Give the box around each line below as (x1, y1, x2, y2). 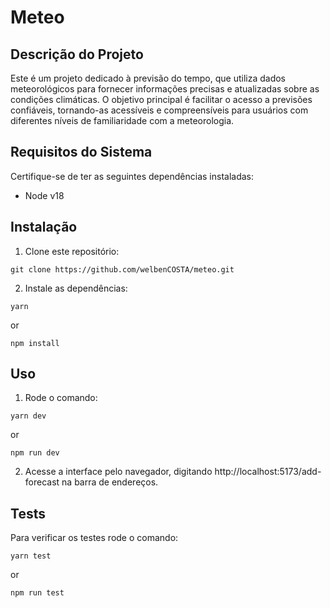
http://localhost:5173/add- (214, 466, 322, 478)
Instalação (10, 219, 78, 236)
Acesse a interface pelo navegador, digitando (24, 466, 213, 478)
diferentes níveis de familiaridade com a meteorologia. (10, 115, 235, 126)
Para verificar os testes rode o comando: (10, 532, 179, 544)
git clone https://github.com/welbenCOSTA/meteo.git (10, 264, 235, 275)
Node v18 (24, 189, 65, 201)
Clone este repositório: (24, 245, 120, 257)
